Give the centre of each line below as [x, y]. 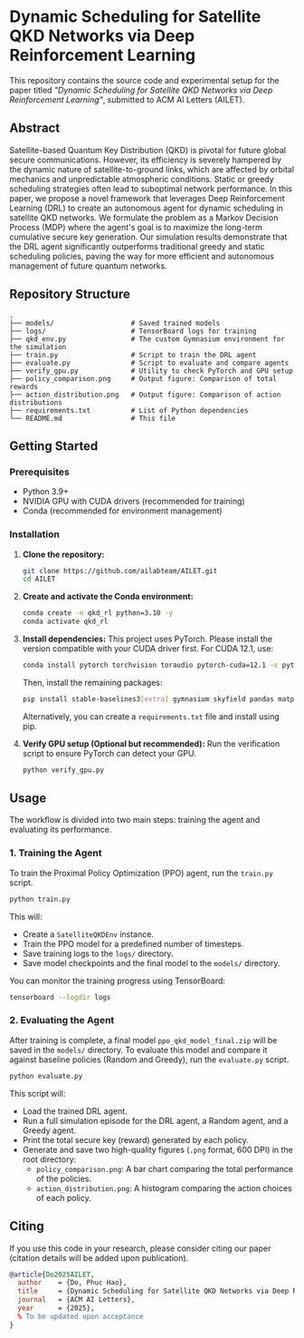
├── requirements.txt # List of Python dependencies [129, 410]
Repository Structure [70, 294]
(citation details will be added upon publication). [99, 1257]
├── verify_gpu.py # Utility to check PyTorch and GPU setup [152, 371]
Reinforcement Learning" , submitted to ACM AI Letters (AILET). [127, 99]
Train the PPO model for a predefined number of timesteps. [133, 943]
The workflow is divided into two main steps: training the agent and [135, 820]
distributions [36, 402]
